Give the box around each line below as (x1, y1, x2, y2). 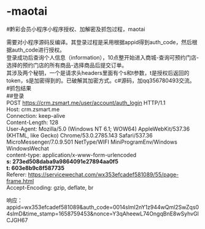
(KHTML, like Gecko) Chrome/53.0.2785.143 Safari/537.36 (6, 131, 153, 139)
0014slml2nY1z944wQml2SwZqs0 (112, 203, 199, 211)
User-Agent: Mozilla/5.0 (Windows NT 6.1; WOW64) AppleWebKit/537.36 (6, 125, 190, 133)
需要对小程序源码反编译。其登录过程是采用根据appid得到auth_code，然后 (6, 38, 192, 45)
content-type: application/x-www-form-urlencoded (6, 151, 137, 158)
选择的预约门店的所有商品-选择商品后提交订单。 (6, 61, 128, 69)
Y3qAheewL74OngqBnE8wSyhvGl (112, 210, 199, 217)
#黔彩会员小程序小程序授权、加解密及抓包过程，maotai (6, 25, 145, 33)
